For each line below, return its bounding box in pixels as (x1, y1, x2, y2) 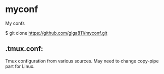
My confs (5, 20, 25, 26)
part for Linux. (5, 63, 35, 69)
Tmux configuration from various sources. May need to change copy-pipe (5, 58, 159, 64)
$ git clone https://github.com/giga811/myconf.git (5, 30, 107, 36)
